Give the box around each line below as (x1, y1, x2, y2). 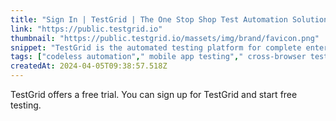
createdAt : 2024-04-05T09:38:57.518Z (10, 61, 168, 71)
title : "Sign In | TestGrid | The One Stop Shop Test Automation (10, 14, 288, 25)
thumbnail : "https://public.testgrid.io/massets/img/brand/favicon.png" (10, 33, 320, 43)
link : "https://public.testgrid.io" (10, 24, 163, 34)
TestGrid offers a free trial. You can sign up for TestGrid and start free (10, 89, 298, 100)
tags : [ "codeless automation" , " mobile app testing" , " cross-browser (10, 52, 307, 62)
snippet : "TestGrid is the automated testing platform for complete (10, 42, 302, 53)
